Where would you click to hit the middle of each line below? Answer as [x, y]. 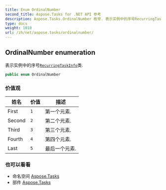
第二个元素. [58, 120]
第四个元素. [58, 139]
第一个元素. [58, 112]
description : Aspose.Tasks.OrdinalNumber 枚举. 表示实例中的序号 [70, 19]
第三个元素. [58, 130]
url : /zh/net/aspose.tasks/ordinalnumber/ [49, 33]
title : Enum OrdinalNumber [33, 10]
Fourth [15, 139]
